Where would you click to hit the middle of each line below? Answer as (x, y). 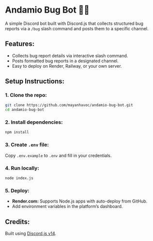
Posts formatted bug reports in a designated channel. (65, 61)
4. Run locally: (22, 168)
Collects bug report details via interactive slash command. (70, 56)
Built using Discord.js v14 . (31, 233)
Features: (20, 44)
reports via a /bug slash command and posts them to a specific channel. (77, 28)
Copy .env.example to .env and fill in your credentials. (58, 155)
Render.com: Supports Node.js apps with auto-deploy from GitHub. (80, 201)
